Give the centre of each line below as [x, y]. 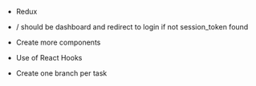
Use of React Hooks [49, 58]
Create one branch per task [61, 73]
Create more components [58, 42]
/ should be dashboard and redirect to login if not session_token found [132, 27]
